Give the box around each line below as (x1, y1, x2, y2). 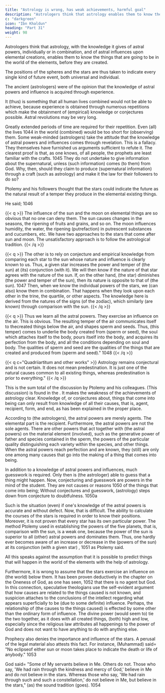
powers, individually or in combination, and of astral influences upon (5, 49, 143, 55)
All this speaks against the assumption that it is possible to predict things (5, 554, 152, 560)
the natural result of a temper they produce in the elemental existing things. (5, 191, 158, 197)
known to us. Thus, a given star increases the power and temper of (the (5, 262, 150, 267)
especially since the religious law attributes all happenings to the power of (5, 621, 155, 627)
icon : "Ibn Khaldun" (5, 21, 48, 26)
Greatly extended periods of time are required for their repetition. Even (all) (5, 124, 157, 130)
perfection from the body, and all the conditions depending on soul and (5, 339, 149, 345)
